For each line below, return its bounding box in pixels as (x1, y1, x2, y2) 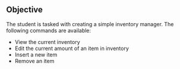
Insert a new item (14, 51, 58, 58)
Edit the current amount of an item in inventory (14, 45, 130, 52)
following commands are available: (6, 27, 91, 34)
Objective (6, 5, 43, 15)
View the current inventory (14, 38, 80, 45)
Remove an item (14, 57, 55, 64)
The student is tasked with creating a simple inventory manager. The (6, 20, 174, 27)
